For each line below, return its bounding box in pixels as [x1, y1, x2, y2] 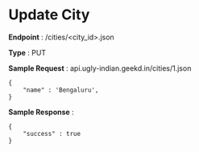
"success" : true [23, 129, 81, 138]
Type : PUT [8, 47, 47, 57]
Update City [8, 6, 90, 24]
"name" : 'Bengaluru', [23, 86, 99, 94]
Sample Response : [8, 107, 74, 117]
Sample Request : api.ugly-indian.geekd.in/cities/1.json [8, 63, 192, 73]
